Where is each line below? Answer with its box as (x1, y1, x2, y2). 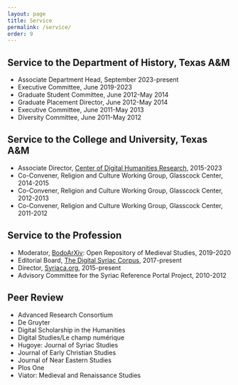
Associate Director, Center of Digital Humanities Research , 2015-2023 (17, 163, 222, 172)
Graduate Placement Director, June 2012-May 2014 (17, 98, 168, 107)
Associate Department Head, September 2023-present (17, 75, 179, 84)
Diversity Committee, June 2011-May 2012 (17, 113, 142, 121)
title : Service (7, 17, 53, 24)
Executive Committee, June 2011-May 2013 (17, 106, 144, 114)
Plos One (17, 363, 45, 372)
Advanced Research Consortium (17, 310, 114, 319)
